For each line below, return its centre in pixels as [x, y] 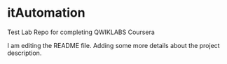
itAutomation [46, 13]
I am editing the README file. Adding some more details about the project [113, 45]
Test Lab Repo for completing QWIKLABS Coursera [81, 32]
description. [25, 53]
